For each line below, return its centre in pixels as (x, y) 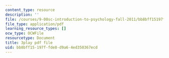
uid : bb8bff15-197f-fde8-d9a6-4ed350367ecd (52, 47)
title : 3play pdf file (29, 43)
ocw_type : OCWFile (24, 33)
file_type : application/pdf (35, 24)
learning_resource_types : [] (36, 29)
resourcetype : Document (30, 38)
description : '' (22, 15)
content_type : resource (30, 10)
